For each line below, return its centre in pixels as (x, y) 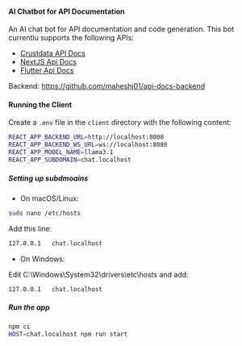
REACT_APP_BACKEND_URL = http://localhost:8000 (86, 137)
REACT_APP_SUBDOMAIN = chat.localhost (70, 160)
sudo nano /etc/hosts (45, 213)
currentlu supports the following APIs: (71, 38)
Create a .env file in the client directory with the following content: (120, 123)
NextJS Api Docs (48, 62)
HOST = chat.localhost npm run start (68, 335)
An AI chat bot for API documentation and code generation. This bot (121, 29)
